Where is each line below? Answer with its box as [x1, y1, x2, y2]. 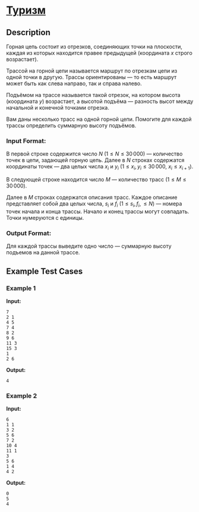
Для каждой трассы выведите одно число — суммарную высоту [6, 242, 172, 250]
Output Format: [6, 229, 52, 237]
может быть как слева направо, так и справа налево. [6, 80, 142, 87]
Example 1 [6, 284, 36, 292]
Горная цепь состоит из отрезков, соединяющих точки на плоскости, [6, 43, 183, 50]
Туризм [6, 4, 46, 17]
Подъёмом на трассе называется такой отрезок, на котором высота [6, 92, 181, 98]
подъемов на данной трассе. [6, 249, 80, 256]
